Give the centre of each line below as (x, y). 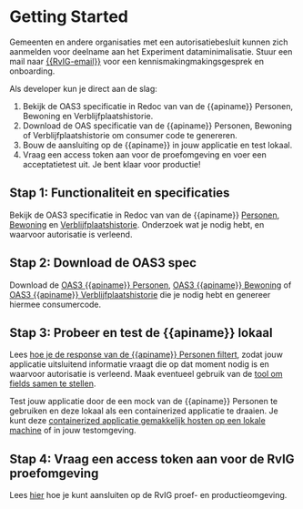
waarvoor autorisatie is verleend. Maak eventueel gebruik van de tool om (146, 374)
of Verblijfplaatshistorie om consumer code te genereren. (130, 135)
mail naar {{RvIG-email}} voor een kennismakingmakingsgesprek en (136, 61)
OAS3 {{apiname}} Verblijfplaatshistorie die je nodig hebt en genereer (140, 294)
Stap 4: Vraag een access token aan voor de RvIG (152, 458)
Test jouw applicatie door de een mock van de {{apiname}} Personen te (144, 402)
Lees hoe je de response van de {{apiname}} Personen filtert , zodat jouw (146, 355)
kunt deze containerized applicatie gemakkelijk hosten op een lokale (137, 421)
